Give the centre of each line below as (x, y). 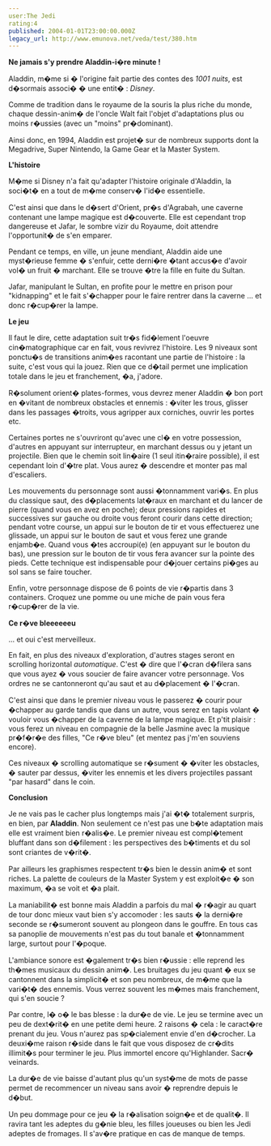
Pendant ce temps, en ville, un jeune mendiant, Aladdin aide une (115, 251)
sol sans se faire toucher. (50, 572)
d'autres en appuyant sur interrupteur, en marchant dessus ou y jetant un (130, 447)
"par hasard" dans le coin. (52, 782)
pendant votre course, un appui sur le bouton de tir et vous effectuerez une (134, 527)
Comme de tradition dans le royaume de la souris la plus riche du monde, (130, 105)
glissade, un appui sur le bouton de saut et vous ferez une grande (118, 535)
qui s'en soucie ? (36, 998)
